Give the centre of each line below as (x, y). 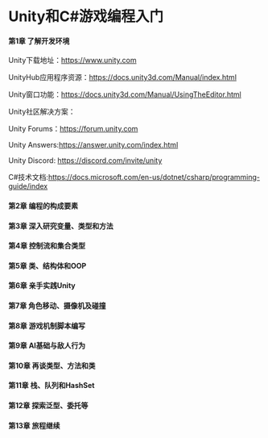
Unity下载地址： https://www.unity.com (72, 60)
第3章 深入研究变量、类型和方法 (61, 226)
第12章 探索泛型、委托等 (48, 405)
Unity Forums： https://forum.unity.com (73, 129)
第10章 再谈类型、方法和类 (52, 365)
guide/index (28, 186)
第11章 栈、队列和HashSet (52, 386)
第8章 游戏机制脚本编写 (47, 325)
